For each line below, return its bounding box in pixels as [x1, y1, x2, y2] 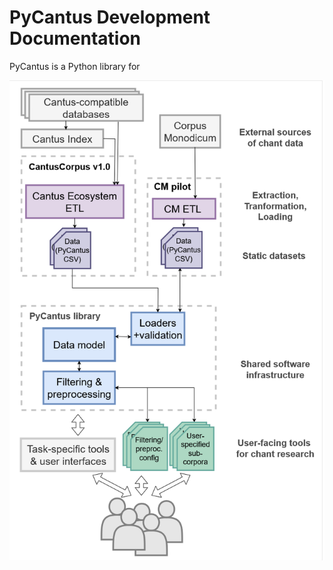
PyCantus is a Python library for [9, 60, 141, 72]
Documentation [9, 27, 142, 50]
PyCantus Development [9, 6, 211, 29]
